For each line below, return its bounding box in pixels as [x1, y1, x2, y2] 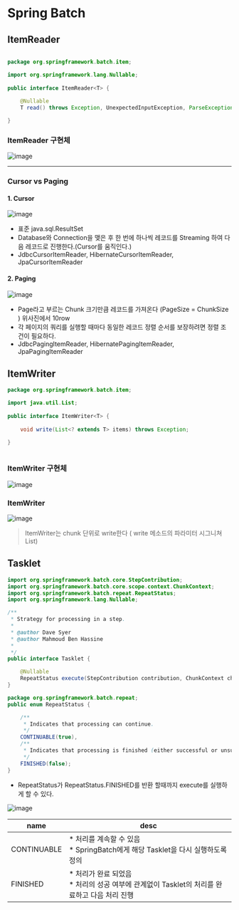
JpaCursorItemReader [17, 258, 83, 266]
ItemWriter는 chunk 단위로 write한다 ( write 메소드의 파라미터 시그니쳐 [24, 529, 223, 538]
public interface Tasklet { [7, 655, 91, 663]
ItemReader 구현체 [7, 135, 71, 145]
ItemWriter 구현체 [7, 464, 68, 474]
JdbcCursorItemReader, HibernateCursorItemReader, [17, 251, 174, 259]
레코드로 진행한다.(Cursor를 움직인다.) [25, 242, 132, 251]
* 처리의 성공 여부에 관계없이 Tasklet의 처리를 [68, 879, 214, 889]
